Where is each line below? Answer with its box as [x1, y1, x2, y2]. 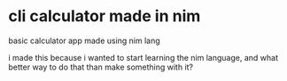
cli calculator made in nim [8, 6, 201, 26]
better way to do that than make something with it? [8, 62, 194, 72]
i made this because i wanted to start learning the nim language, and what [8, 52, 279, 63]
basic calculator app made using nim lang [8, 35, 160, 46]
